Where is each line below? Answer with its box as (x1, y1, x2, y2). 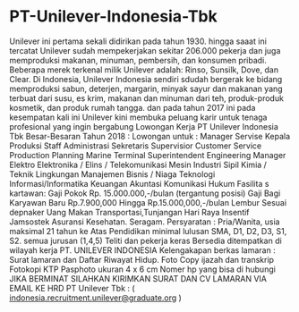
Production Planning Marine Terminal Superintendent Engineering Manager (9, 149, 286, 160)
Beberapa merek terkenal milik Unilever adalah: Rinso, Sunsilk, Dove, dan (9, 64, 279, 75)
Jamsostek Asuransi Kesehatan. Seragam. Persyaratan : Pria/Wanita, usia (9, 216, 280, 227)
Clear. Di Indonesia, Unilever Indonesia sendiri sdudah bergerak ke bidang (9, 73, 283, 84)
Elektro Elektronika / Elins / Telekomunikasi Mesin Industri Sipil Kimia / (9, 159, 267, 170)
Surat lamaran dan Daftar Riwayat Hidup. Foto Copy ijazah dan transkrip (9, 254, 275, 265)
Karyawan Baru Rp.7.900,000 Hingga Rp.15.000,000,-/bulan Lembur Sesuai (9, 197, 287, 207)
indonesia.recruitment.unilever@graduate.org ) (9, 292, 182, 303)
